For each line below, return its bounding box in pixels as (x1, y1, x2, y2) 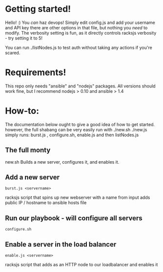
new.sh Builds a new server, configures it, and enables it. (5, 159, 120, 165)
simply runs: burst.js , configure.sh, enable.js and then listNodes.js (5, 132, 139, 138)
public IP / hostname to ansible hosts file (5, 200, 87, 206)
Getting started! (5, 3, 71, 15)
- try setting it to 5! (5, 35, 43, 41)
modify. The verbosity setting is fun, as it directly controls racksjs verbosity (5, 30, 157, 36)
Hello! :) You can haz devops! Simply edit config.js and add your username (5, 20, 155, 25)
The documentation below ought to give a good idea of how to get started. (5, 121, 155, 127)
